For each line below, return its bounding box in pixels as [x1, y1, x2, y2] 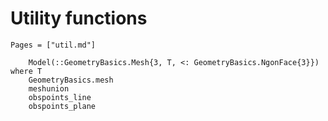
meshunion [28, 83, 70, 94]
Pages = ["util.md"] [10, 40, 97, 50]
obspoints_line [28, 92, 92, 102]
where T [10, 66, 43, 76]
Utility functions [10, 7, 148, 30]
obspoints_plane [28, 101, 97, 111]
